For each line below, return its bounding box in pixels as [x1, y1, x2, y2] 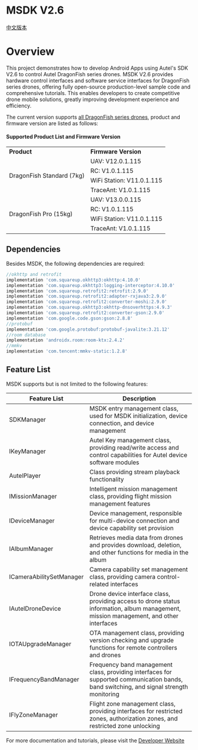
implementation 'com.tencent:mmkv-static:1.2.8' [6, 348, 128, 354]
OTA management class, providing [89, 628, 184, 637]
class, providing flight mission [89, 492, 172, 500]
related [89, 580, 109, 588]
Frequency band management [89, 660, 173, 669]
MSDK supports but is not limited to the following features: [6, 380, 148, 387]
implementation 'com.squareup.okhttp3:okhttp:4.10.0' [6, 277, 141, 283]
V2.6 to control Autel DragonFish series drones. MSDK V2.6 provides [6, 70, 174, 77]
